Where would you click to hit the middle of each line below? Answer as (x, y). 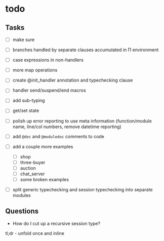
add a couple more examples (43, 146)
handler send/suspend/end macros (49, 90)
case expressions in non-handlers (48, 60)
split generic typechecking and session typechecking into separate (83, 190)
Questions (22, 211)
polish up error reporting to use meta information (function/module (82, 121)
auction (28, 168)
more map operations (35, 70)
